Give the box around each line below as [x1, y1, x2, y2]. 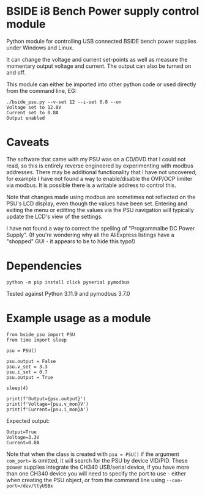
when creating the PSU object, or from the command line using [6, 476, 165, 483]
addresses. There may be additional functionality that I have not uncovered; [6, 168, 197, 175]
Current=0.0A [6, 439, 40, 446]
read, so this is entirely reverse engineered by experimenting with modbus [6, 162, 194, 169]
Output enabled [6, 115, 45, 121]
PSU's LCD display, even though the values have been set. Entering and [6, 200, 188, 207]
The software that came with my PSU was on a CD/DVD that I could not [6, 155, 186, 163]
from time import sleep [6, 337, 67, 343]
